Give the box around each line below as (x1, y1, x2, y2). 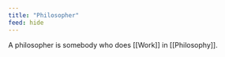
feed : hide (8, 19, 44, 27)
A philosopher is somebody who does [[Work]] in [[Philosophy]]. (8, 40, 219, 49)
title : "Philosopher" (8, 11, 80, 20)
